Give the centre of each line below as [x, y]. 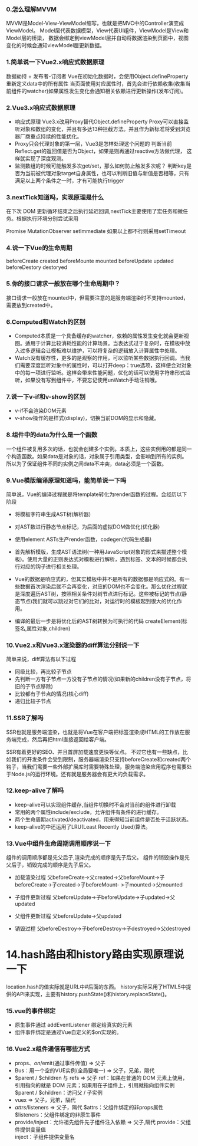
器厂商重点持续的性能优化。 [48, 136]
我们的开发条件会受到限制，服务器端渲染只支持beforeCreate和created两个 [101, 759]
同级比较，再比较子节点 [43, 672]
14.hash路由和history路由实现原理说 [95, 955]
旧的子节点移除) [34, 687]
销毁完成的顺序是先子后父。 [60, 865]
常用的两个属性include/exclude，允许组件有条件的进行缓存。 [88, 812]
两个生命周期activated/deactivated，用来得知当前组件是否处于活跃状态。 [103, 819]
